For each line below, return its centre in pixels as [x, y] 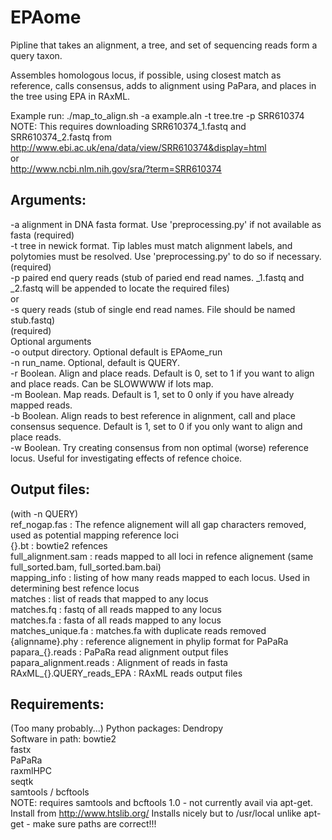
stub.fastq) [33, 320]
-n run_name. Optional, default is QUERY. [95, 362]
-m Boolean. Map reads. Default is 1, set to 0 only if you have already [152, 394]
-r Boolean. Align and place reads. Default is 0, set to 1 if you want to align [162, 373]
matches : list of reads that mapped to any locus [109, 598]
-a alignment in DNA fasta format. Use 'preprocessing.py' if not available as [166, 224]
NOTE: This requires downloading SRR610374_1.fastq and [128, 126]
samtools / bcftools [50, 792]
